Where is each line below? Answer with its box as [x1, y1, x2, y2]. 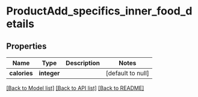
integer [39, 69, 60, 77]
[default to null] [105, 69, 149, 77]
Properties [6, 41, 47, 51]
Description [66, 59, 101, 67]
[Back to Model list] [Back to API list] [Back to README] [6, 84, 144, 92]
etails [6, 17, 35, 31]
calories [9, 69, 33, 77]
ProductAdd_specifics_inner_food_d [6, 4, 193, 18]
